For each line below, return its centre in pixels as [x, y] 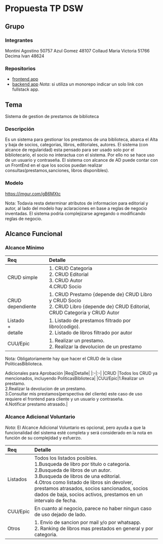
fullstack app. [26, 89]
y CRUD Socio [65, 301]
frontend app [25, 79]
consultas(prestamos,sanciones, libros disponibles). [57, 170]
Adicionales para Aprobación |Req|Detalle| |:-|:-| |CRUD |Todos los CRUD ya [81, 373]
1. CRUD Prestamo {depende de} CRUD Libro [101, 294]
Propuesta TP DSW [44, 8]
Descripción [20, 129]
